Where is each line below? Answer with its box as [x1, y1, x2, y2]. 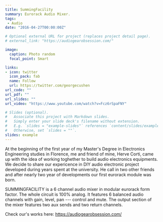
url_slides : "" [5, 97, 36, 102]
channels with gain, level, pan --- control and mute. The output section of [5, 196, 152, 202]
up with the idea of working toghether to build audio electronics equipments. [5, 156, 158, 162]
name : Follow [9, 79, 36, 84]
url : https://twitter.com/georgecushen [9, 83, 90, 88]
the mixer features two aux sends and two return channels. [5, 202, 123, 207]
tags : [5, 16, 16, 21]
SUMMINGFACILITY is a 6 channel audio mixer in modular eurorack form [5, 186, 150, 192]
